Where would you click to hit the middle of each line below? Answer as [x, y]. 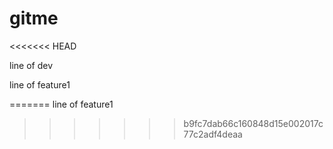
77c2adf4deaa [213, 134]
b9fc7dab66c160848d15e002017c [253, 123]
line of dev [31, 65]
